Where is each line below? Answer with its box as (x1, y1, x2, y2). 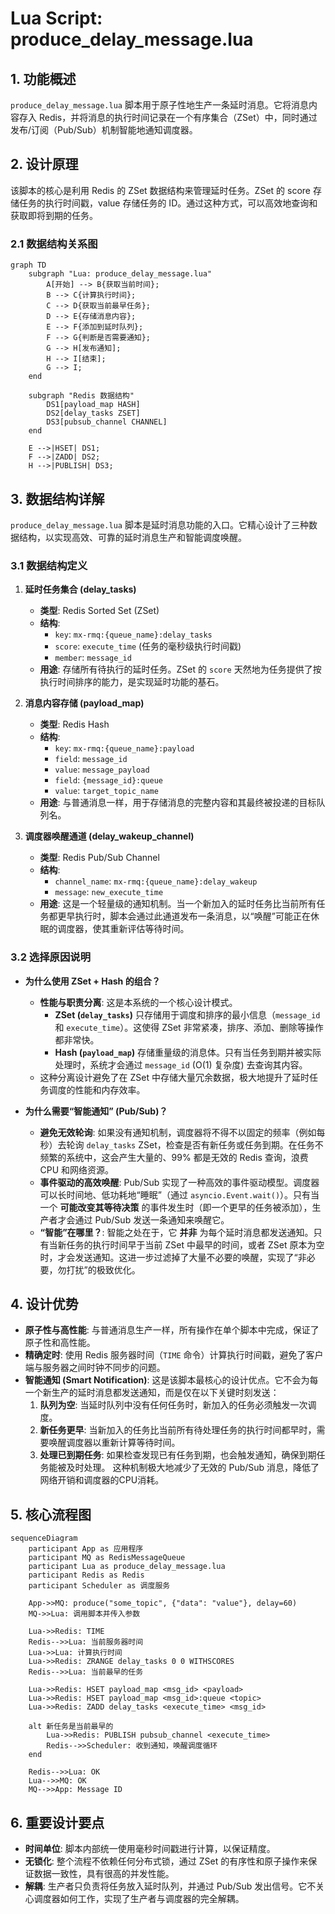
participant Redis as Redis (28, 1570, 145, 1581)
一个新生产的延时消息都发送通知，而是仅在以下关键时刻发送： (24, 1387, 280, 1399)
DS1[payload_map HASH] (46, 400, 141, 410)
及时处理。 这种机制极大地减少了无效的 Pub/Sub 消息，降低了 (66, 1462, 320, 1474)
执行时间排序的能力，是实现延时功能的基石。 (39, 676, 225, 688)
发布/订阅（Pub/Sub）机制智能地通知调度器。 (10, 124, 198, 136)
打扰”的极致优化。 (66, 1263, 141, 1276)
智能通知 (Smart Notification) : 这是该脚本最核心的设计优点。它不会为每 (24, 1374, 319, 1386)
